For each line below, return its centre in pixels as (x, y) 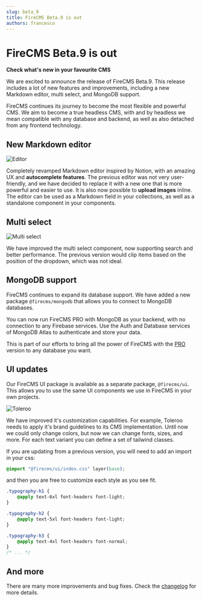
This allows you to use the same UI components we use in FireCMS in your (99, 390)
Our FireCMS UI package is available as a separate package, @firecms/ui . (98, 384)
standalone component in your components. (61, 203)
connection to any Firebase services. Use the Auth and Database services (98, 326)
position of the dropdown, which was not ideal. (65, 261)
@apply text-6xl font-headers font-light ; (71, 497)
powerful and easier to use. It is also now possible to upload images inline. (99, 190)
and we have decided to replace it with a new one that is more (105, 184)
